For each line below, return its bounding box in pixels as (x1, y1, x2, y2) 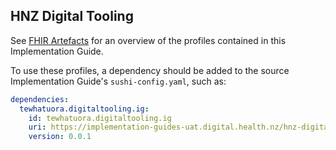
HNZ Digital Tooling (10, 8, 134, 25)
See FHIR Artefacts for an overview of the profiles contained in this (10, 34, 287, 46)
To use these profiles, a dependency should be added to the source (10, 64, 290, 76)
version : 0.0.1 (28, 132, 92, 142)
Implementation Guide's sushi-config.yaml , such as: (10, 75, 227, 87)
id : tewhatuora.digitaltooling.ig (28, 113, 172, 123)
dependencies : (10, 94, 70, 104)
